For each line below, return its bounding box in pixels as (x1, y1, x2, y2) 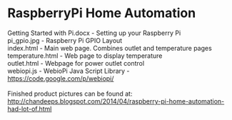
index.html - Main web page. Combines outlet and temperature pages (7, 44, 212, 52)
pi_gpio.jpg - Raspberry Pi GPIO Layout (7, 36, 123, 44)
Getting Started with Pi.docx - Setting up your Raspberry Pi (7, 29, 181, 37)
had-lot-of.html (7, 104, 52, 113)
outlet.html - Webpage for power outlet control (7, 59, 145, 67)
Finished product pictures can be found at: (7, 89, 133, 98)
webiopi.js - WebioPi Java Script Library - (7, 66, 130, 75)
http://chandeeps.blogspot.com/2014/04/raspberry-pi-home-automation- (7, 96, 225, 105)
